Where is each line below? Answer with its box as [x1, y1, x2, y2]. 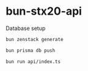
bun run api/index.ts [5, 58, 61, 65]
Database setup [5, 24, 46, 32]
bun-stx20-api [5, 4, 82, 18]
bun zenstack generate [5, 36, 64, 42]
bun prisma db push [5, 47, 56, 53]
